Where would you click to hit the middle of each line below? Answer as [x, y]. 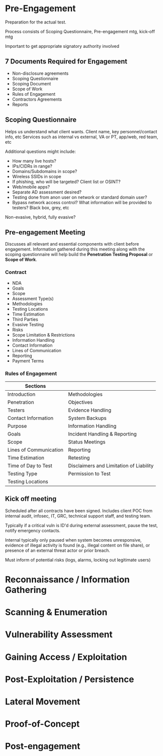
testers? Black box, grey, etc [41, 208]
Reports [20, 104]
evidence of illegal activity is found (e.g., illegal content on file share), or [78, 545]
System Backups [87, 418]
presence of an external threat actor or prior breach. [58, 550]
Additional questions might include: [41, 151]
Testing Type [22, 473]
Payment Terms [28, 361]
